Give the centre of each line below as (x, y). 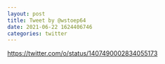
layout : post (26, 14)
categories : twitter (38, 33)
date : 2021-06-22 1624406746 (50, 27)
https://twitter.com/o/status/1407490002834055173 (82, 53)
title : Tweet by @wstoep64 (47, 20)
